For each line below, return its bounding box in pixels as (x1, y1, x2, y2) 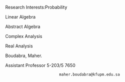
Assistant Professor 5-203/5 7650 (5, 62, 76, 68)
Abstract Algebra (5, 23, 41, 29)
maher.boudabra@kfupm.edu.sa (59, 72, 120, 77)
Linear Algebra (5, 14, 36, 19)
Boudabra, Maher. (5, 52, 43, 58)
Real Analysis (5, 43, 33, 49)
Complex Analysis (5, 33, 43, 39)
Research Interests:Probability (5, 4, 68, 10)
